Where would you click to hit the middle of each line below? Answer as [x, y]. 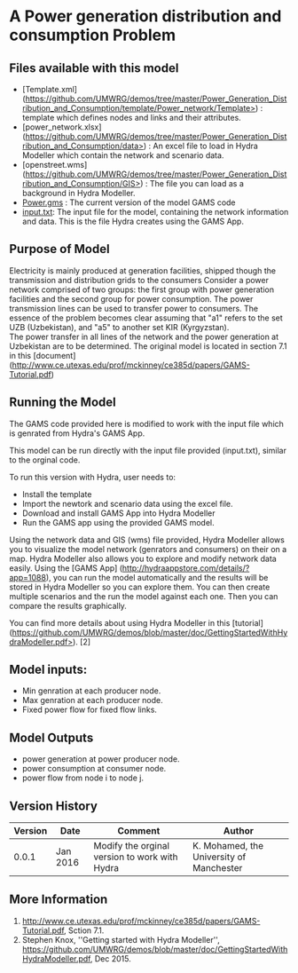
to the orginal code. [45, 460]
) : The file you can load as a [192, 183]
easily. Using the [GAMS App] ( [66, 568]
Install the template [57, 494]
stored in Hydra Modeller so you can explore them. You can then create [140, 587]
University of [219, 857]
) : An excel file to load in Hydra [201, 146]
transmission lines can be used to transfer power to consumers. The [134, 308]
